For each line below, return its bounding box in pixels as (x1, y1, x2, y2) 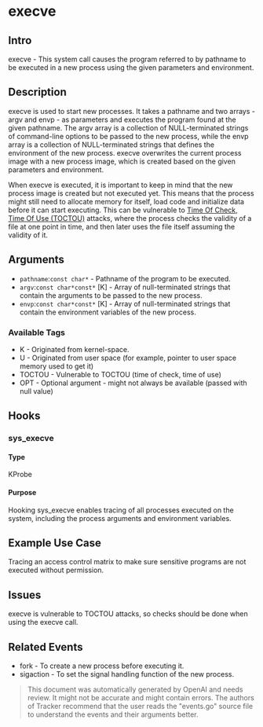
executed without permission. (8, 565, 104, 575)
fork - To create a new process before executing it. (19, 661, 184, 670)
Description (8, 86, 67, 99)
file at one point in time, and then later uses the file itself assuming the (8, 222, 236, 231)
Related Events (8, 640, 83, 654)
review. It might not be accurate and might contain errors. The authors (27, 693, 255, 703)
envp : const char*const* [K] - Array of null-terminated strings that (19, 299, 231, 308)
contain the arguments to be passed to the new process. (19, 290, 203, 300)
